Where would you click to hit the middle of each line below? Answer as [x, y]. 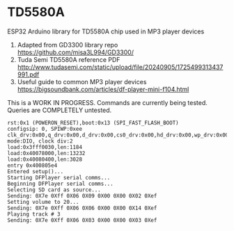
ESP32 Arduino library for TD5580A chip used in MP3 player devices [106, 31]
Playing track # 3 [34, 214]
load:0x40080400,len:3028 [45, 159]
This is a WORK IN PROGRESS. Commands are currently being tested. [107, 102]
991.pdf [28, 74]
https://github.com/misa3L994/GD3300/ [76, 52]
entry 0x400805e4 [32, 165]
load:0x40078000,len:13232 [46, 153]
